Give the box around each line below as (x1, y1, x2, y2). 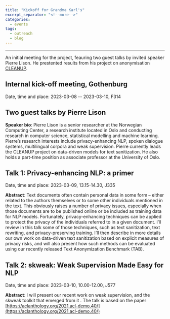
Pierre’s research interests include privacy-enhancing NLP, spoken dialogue (5, 138, 163, 144)
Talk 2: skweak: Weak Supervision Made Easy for (5, 261, 164, 269)
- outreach (10, 31, 33, 36)
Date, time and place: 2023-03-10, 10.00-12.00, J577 (5, 282, 116, 289)
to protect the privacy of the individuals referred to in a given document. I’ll (5, 219, 161, 225)
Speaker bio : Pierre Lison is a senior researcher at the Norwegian (5, 121, 142, 127)
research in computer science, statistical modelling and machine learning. (5, 133, 159, 139)
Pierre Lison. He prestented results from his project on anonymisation (5, 59, 150, 66)
